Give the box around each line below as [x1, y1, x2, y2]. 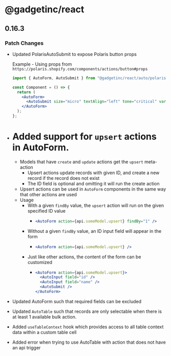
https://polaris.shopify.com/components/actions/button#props [12, 66, 148, 71]
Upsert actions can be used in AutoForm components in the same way [19, 186, 166, 192]
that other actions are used [19, 191, 77, 197]
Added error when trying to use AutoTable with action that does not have [12, 339, 166, 345]
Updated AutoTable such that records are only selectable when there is [12, 308, 162, 314]
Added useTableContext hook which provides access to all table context [12, 324, 164, 330]
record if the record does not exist [27, 175, 100, 181]
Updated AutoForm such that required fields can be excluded [12, 298, 142, 304]
